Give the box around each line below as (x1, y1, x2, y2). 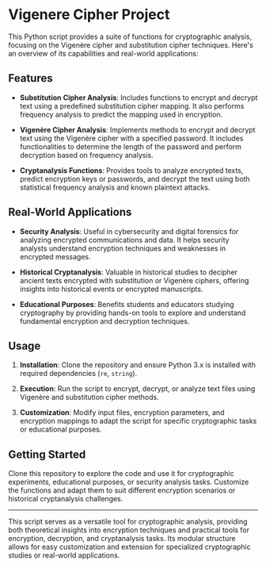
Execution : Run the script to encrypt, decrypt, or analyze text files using (19, 384, 256, 393)
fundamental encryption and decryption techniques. (19, 316, 190, 326)
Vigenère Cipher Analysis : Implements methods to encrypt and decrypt (19, 125, 256, 134)
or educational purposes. (19, 424, 102, 434)
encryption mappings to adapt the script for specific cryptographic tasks (19, 416, 257, 426)
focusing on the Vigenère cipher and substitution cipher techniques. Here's (8, 40, 253, 49)
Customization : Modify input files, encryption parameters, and (19, 408, 225, 417)
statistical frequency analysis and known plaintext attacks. (19, 182, 211, 192)
